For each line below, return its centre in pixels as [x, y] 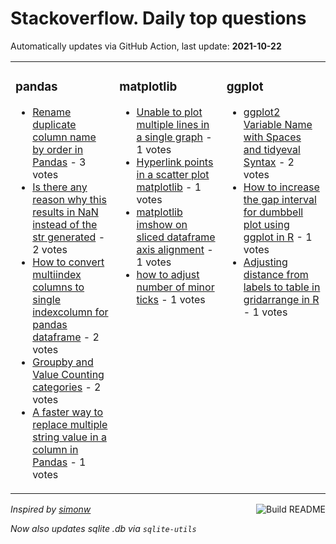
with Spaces [272, 137]
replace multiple [70, 424]
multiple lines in [173, 124]
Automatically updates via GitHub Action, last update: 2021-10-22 [146, 46]
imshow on [162, 224]
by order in [58, 149]
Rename [52, 112]
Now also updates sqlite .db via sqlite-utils [103, 528]
